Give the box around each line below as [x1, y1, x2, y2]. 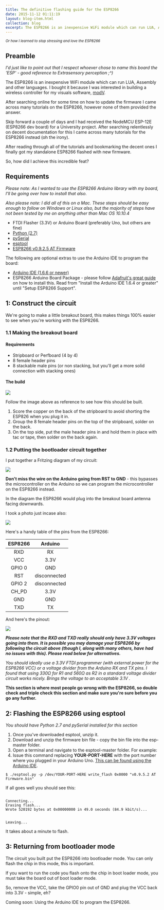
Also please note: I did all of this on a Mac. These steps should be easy [5, 200, 149, 206]
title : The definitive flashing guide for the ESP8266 [5, 7, 119, 12]
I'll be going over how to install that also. [5, 190, 87, 196]
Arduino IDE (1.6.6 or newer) [12, 270, 70, 275]
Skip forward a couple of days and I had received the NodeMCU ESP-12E [5, 119, 152, 125]
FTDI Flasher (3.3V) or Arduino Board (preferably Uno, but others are [12, 219, 151, 225]
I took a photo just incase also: [5, 510, 67, 516]
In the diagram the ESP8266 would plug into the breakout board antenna [5, 496, 151, 502]
